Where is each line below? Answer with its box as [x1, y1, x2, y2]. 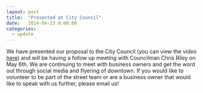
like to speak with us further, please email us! [6, 80, 119, 88]
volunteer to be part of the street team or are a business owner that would [6, 74, 191, 81]
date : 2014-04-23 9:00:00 [6, 20, 78, 26]
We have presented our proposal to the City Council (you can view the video [6, 48, 197, 55]
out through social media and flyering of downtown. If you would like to [6, 67, 184, 74]
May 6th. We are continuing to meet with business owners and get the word [6, 61, 196, 68]
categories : [6, 25, 36, 32]
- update [12, 31, 34, 37]
